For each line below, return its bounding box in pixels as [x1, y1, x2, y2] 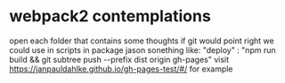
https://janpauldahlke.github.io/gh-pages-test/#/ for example [9, 64, 233, 74]
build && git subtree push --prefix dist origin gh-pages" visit [9, 54, 230, 64]
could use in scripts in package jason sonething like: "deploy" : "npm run [9, 44, 276, 55]
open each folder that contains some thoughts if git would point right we [9, 35, 274, 46]
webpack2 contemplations [9, 6, 211, 26]
